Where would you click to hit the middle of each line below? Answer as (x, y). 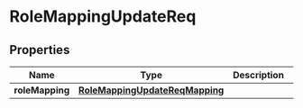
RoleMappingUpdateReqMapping (151, 90)
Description (258, 75)
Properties (40, 50)
